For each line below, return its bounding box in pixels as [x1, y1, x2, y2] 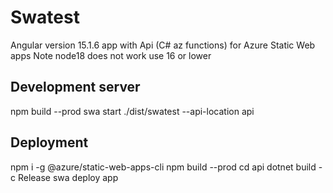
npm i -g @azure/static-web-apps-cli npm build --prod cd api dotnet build [10, 161, 317, 173]
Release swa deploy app [17, 171, 119, 183]
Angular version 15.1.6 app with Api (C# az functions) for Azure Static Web [10, 39, 316, 51]
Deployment [10, 134, 89, 151]
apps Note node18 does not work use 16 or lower [10, 49, 212, 61]
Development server [10, 79, 141, 96]
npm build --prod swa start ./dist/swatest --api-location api [10, 105, 255, 117]
